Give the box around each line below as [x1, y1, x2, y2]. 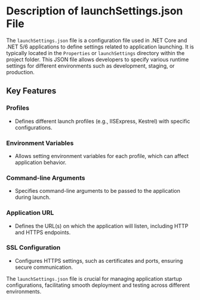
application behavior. [14, 159, 67, 166]
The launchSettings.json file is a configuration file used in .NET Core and [6, 37, 187, 44]
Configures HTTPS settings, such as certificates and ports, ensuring [14, 257, 183, 264]
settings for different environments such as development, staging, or [6, 62, 175, 69]
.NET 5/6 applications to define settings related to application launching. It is [6, 43, 194, 50]
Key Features [6, 86, 57, 96]
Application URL [6, 208, 54, 217]
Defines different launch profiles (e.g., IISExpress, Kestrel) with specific [14, 117, 190, 125]
